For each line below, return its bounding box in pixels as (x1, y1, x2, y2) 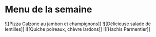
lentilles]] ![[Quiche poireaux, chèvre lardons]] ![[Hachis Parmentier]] (5, 26, 151, 32)
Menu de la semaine (5, 4, 92, 15)
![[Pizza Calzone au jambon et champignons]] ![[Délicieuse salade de (5, 21, 151, 27)
